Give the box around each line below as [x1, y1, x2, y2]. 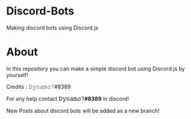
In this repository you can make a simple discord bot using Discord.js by [6, 65, 185, 72]
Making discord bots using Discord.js [6, 24, 98, 31]
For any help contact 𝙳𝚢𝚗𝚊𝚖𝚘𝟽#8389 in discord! [6, 95, 130, 102]
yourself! [6, 71, 28, 79]
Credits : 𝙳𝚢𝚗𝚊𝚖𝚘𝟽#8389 [6, 83, 71, 90]
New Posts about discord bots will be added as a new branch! [6, 107, 160, 114]
